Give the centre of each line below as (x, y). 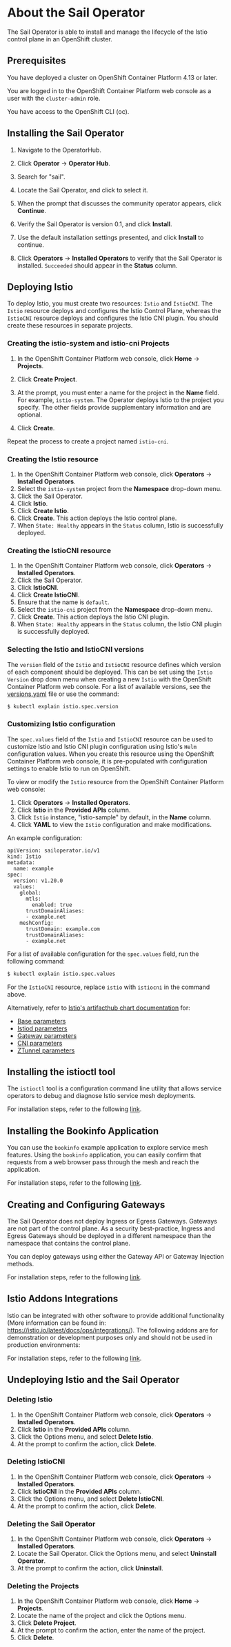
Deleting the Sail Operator (51, 1524)
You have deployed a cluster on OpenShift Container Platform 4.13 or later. (112, 77)
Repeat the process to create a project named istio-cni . (88, 441)
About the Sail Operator (76, 13)
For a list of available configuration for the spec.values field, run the (103, 954)
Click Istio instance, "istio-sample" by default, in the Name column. (114, 817)
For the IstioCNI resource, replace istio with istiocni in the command (109, 987)
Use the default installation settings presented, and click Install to (110, 237)
